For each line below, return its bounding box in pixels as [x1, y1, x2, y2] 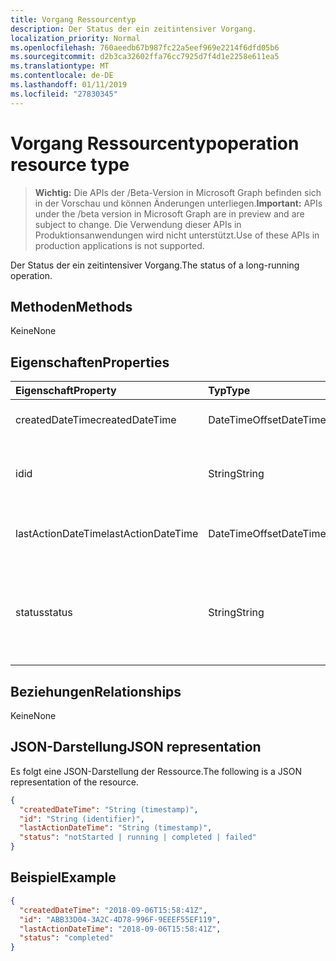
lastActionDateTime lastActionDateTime [15, 527, 199, 541]
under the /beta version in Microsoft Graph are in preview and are [34, 207, 305, 220]
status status [15, 606, 73, 620]
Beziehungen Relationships [10, 683, 182, 700]
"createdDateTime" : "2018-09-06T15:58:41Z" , [19, 905, 208, 915]
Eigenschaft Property [15, 384, 117, 398]
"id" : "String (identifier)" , [19, 814, 145, 824]
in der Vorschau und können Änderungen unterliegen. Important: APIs [34, 197, 323, 209]
